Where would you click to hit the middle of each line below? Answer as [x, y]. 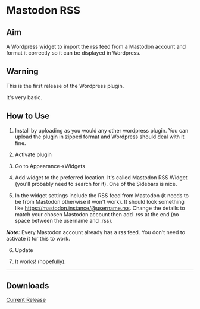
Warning [22, 72]
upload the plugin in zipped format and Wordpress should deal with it [99, 137]
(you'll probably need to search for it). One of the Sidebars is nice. [96, 184]
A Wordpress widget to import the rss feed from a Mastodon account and [96, 46]
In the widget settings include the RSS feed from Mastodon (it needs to [102, 195]
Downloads [28, 286]
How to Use [28, 116]
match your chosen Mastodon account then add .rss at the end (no [97, 214]
